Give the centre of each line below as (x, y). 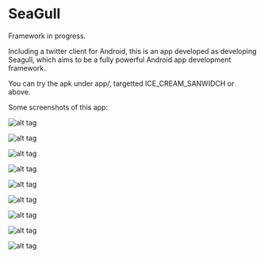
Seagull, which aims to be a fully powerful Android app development (120, 60)
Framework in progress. (47, 36)
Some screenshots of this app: (58, 107)
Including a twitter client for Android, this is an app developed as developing (132, 51)
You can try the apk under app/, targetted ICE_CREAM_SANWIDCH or (121, 83)
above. (19, 91)
